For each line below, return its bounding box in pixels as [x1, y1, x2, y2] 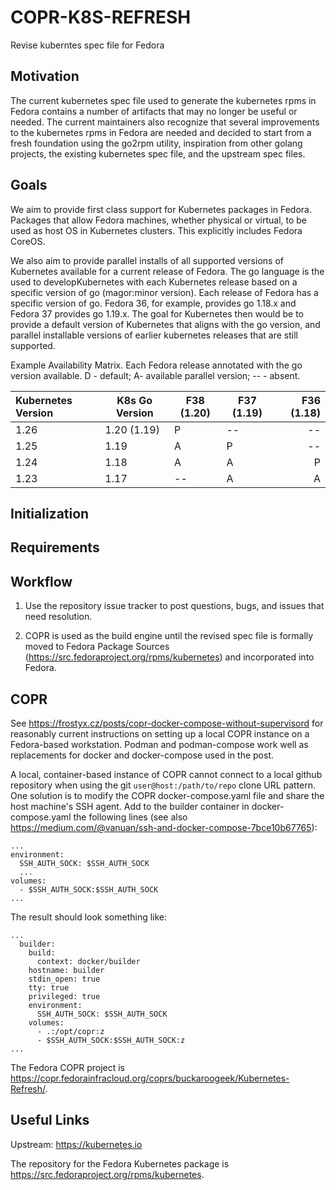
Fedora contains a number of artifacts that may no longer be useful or [10, 105, 298, 117]
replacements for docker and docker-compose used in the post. [10, 749, 275, 761]
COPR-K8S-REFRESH [10, 6, 192, 29]
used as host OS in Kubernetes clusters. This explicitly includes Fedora [10, 224, 303, 236]
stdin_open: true [28, 974, 101, 984]
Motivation [10, 68, 80, 85]
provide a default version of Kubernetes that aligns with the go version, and [10, 318, 321, 330]
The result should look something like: [10, 911, 168, 923]
